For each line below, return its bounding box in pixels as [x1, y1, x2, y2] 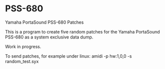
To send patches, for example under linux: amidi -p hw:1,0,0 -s [5, 53, 132, 59]
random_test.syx [5, 58, 39, 64]
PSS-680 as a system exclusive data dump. [5, 34, 94, 40]
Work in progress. [5, 43, 41, 49]
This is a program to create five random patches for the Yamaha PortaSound [5, 29, 160, 34]
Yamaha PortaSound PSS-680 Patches [5, 19, 84, 25]
